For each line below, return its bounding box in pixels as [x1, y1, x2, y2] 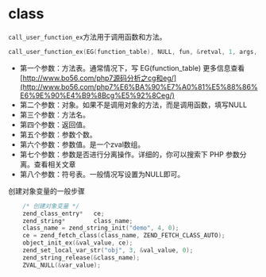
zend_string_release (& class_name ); [22, 253, 141, 262]
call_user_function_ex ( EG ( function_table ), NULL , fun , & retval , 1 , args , [8, 48, 258, 56]
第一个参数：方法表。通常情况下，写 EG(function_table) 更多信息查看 [19, 63, 245, 72]
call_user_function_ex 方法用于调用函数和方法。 [8, 32, 167, 41]
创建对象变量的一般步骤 [8, 186, 85, 195]
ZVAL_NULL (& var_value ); [22, 261, 102, 269]
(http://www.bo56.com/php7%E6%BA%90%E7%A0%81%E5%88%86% [19, 82, 258, 91]
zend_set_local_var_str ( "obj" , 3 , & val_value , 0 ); [22, 247, 194, 255]
